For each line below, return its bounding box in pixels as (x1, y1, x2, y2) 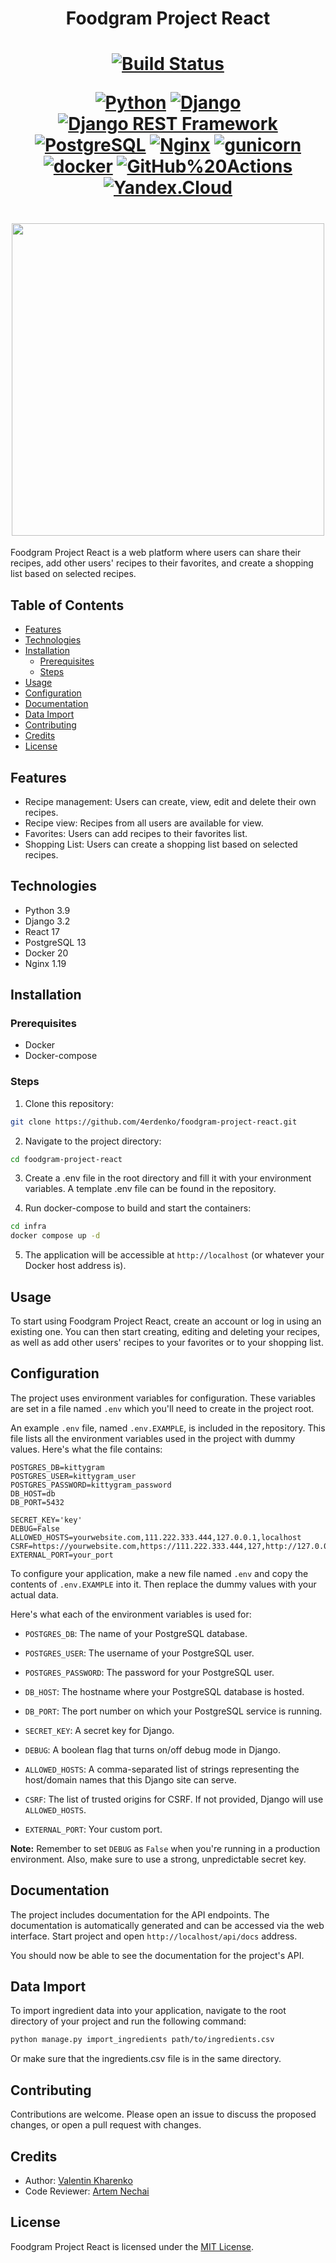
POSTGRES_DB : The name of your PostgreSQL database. (24, 1627, 248, 1639)
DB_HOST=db (10, 1488, 56, 1499)
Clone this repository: (24, 1097, 114, 1109)
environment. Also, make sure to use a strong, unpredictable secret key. (10, 1853, 307, 1865)
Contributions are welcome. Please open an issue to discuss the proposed (10, 2108, 317, 2121)
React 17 (24, 925, 60, 937)
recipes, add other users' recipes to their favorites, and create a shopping (10, 557, 314, 569)
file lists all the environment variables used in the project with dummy (10, 1432, 296, 1444)
